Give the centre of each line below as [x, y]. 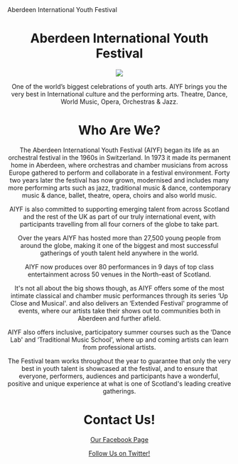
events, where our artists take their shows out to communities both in [119, 311]
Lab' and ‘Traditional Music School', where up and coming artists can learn [119, 340]
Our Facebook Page [119, 439]
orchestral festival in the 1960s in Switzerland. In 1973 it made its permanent [119, 157]
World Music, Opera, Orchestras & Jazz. [119, 102]
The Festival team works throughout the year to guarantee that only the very [119, 361]
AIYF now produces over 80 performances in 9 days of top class [119, 266]
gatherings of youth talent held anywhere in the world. [119, 253]
